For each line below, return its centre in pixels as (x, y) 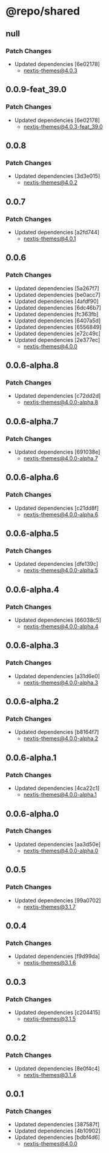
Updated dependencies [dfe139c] (56, 564)
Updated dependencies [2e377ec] (57, 340)
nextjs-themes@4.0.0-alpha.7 (61, 458)
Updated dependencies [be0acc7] (57, 294)
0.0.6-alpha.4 (32, 589)
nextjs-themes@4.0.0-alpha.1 (60, 795)
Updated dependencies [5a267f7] (57, 288)
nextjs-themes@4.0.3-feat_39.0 (63, 126)
